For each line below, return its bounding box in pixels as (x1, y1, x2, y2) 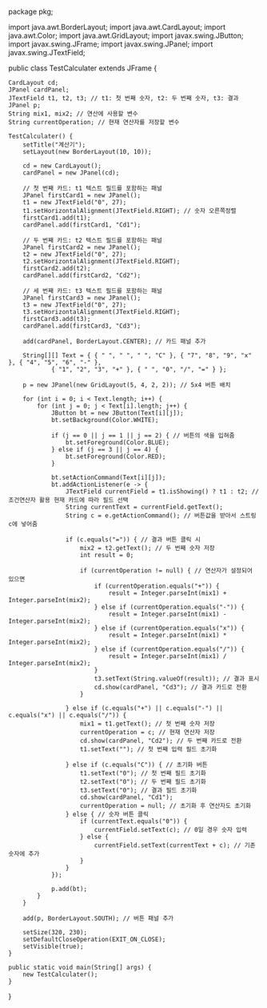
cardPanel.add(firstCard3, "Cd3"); (22, 322, 141, 330)
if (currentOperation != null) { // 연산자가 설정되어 (79, 567, 253, 575)
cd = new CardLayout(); (22, 162, 102, 170)
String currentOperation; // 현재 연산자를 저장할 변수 (8, 118, 180, 127)
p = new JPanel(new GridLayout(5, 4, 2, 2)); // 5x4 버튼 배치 (22, 381, 231, 389)
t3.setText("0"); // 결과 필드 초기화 (79, 786, 197, 794)
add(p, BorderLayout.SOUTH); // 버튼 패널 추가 (22, 914, 174, 922)
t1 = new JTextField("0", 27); (22, 199, 127, 207)
